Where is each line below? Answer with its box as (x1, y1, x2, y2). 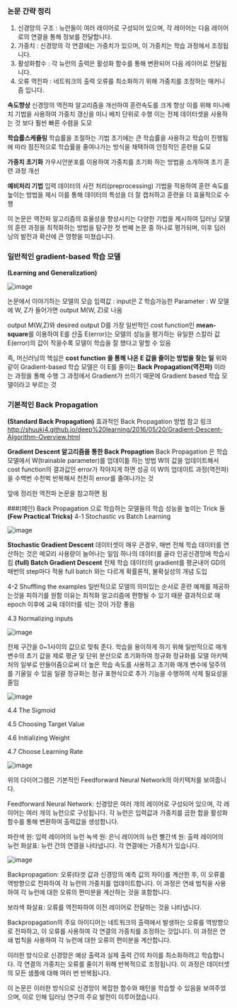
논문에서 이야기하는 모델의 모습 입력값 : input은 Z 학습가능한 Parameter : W (7, 297, 216, 305)
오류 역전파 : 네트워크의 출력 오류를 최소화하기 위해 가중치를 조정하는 (17, 77, 207, 86)
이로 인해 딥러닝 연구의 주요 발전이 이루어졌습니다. (22, 992, 161, 1001)
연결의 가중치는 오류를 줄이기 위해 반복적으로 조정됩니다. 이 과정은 (23, 960, 205, 968)
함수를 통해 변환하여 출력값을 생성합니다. (7, 817, 119, 826)
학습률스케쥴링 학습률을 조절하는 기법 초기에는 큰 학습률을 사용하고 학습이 (7, 133, 210, 143)
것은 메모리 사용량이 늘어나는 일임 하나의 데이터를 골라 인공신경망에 (25, 549, 212, 558)
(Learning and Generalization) (7, 268, 98, 277)
